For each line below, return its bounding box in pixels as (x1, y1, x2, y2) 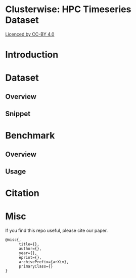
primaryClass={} (18, 264, 53, 269)
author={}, (18, 246, 42, 252)
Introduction (5, 49, 59, 60)
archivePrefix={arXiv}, (18, 260, 69, 265)
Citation (5, 188, 39, 199)
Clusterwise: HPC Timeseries (5, 4, 131, 15)
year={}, (18, 251, 37, 256)
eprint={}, (18, 255, 42, 260)
